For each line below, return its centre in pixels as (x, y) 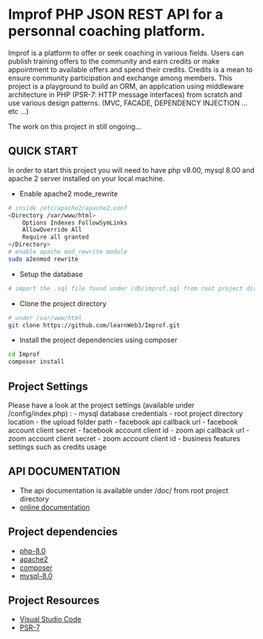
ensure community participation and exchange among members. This (120, 78)
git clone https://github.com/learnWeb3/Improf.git (94, 325)
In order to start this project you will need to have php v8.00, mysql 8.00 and (131, 170)
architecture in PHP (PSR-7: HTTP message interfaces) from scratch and (125, 94)
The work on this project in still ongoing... (75, 126)
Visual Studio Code (50, 619)
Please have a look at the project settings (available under (101, 405)
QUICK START (43, 151)
